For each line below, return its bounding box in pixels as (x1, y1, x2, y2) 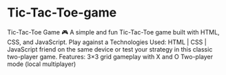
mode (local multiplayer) (7, 60, 76, 68)
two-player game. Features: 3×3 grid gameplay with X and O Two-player (7, 52, 214, 61)
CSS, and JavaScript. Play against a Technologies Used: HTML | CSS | (7, 38, 207, 46)
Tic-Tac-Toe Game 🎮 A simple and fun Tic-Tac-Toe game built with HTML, (7, 28, 220, 36)
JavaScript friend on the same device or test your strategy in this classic (7, 45, 213, 53)
